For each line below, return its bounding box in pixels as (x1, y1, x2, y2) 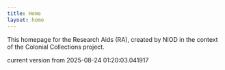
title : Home (7, 10, 41, 17)
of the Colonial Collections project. (7, 43, 105, 51)
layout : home (7, 16, 44, 23)
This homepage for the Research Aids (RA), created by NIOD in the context (7, 35, 218, 43)
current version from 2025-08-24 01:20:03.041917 (7, 56, 149, 64)
